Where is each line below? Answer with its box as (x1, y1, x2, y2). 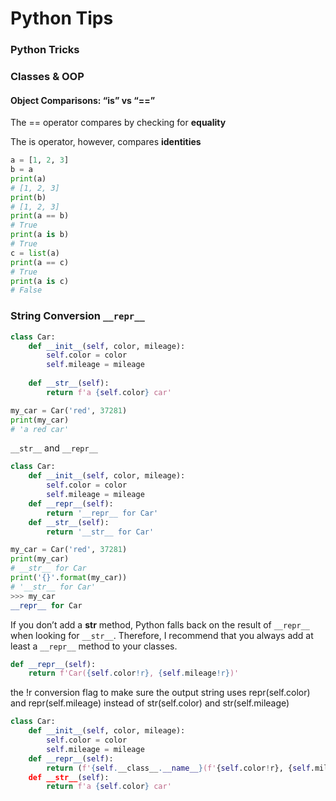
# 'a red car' (10, 424, 70, 434)
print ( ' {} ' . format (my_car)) (10, 573, 128, 583)
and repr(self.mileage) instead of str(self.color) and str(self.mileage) (10, 697, 290, 709)
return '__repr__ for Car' (46, 508, 159, 518)
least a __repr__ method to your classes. (10, 640, 178, 652)
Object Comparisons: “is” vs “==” (10, 94, 156, 106)
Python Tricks (10, 43, 80, 57)
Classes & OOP (10, 70, 85, 84)
